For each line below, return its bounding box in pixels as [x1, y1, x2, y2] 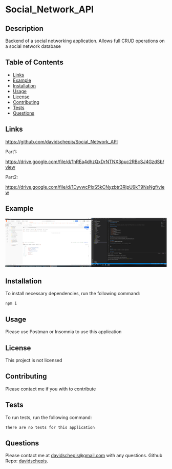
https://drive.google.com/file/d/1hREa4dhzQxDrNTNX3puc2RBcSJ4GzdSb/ [5, 158, 165, 165]
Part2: [5, 174, 18, 180]
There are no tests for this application [5, 425, 95, 430]
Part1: [5, 148, 17, 155]
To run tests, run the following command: [5, 414, 92, 420]
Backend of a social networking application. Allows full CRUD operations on [5, 38, 165, 44]
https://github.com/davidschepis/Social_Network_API [5, 138, 118, 145]
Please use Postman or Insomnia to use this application [5, 329, 122, 335]
